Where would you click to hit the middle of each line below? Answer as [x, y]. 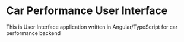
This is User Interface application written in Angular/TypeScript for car [92, 27]
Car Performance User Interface [87, 11]
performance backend [34, 33]
